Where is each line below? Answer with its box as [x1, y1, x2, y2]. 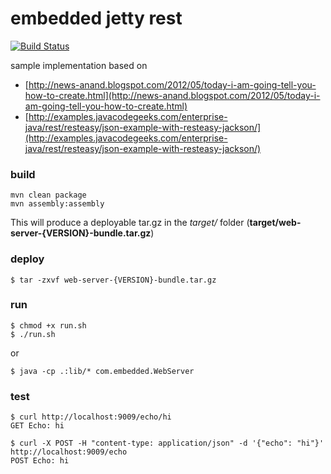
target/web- [249, 217, 302, 229]
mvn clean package [10, 190, 87, 201]
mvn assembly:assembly [10, 199, 105, 209]
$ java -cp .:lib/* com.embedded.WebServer [10, 366, 195, 376]
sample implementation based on [10, 59, 148, 71]
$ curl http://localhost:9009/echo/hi [10, 412, 172, 422]
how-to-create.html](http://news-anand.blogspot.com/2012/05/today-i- [24, 89, 321, 101]
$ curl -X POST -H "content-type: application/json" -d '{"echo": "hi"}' [10, 438, 325, 449]
